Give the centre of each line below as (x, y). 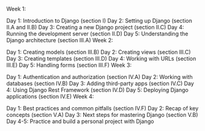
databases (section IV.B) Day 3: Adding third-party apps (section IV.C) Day (100, 83)
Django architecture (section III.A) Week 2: (60, 40)
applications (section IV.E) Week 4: (50, 96)
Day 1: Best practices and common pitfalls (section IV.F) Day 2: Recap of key (102, 108)
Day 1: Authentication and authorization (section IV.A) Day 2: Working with (99, 77)
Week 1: (16, 9)
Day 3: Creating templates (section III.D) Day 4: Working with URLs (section (101, 58)
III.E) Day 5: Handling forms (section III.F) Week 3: (69, 65)
